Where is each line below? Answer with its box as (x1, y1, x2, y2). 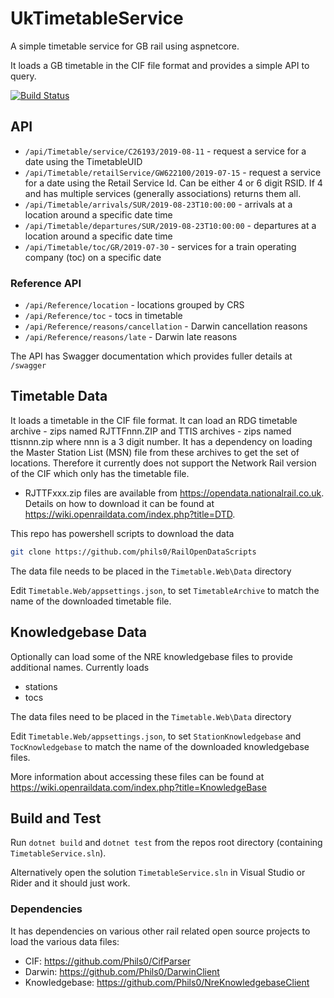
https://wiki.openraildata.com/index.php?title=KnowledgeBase (10, 781, 267, 793)
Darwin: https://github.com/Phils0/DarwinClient (24, 965, 220, 977)
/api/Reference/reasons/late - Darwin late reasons (24, 331, 238, 343)
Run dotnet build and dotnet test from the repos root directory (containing (10, 837, 323, 849)
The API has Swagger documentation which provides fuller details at (10, 350, 293, 362)
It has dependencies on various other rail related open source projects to (10, 925, 311, 937)
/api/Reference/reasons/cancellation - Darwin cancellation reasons (24, 320, 308, 332)
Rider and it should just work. (10, 877, 131, 889)
